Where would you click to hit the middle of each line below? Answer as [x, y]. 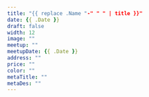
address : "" [24, 58]
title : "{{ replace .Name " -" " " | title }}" [75, 13]
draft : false [26, 26]
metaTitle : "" [27, 77]
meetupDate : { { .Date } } [43, 52]
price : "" [21, 64]
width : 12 [21, 32]
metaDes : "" [24, 83]
